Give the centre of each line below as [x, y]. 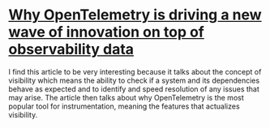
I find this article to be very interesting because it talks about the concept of [135, 71]
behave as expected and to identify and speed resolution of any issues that [134, 89]
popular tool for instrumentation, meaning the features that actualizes [124, 106]
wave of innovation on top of [106, 32]
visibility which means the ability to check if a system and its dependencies [134, 80]
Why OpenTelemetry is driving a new [135, 15]
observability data [71, 49]
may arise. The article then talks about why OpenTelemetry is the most [126, 97]
